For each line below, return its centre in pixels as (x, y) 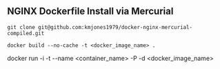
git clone (21, 27)
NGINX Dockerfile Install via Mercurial (90, 11)
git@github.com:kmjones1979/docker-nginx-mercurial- (115, 27)
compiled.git (26, 33)
